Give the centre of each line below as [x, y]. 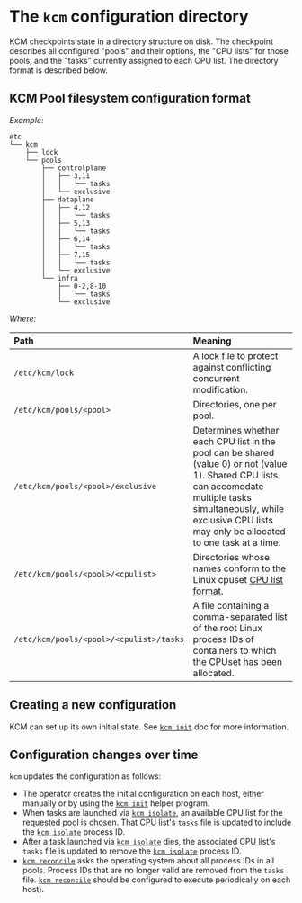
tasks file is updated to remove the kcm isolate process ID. [132, 851]
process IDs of [223, 639]
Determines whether [236, 430]
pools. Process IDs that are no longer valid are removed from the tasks [153, 871]
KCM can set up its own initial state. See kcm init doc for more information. [149, 727]
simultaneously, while [239, 508]
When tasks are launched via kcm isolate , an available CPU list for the [152, 813]
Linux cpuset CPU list [238, 579]
